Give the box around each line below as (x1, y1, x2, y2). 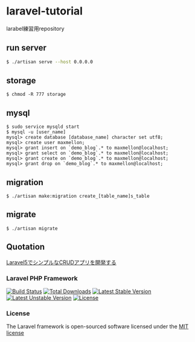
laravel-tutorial (6, 4, 83, 18)
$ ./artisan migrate (6, 225, 59, 232)
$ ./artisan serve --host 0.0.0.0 (6, 59, 94, 65)
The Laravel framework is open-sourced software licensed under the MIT (6, 323, 189, 330)
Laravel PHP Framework (6, 274, 78, 282)
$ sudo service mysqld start (6, 124, 80, 130)
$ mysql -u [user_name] (6, 129, 66, 135)
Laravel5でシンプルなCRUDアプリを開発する (6, 258, 117, 266)
